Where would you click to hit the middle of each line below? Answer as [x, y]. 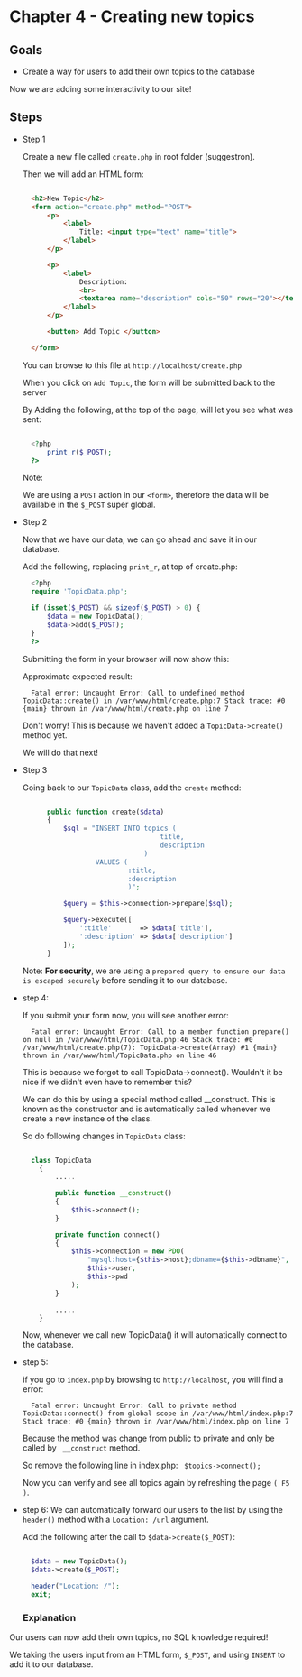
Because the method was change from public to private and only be [148, 1438]
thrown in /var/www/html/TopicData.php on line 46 [119, 1055]
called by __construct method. [81, 1448]
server [34, 392]
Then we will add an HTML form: [83, 174]
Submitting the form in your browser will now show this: [126, 659]
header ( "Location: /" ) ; [75, 1586]
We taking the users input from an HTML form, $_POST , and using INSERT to [147, 1655]
